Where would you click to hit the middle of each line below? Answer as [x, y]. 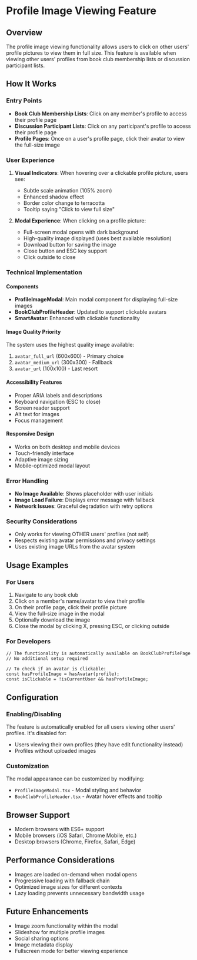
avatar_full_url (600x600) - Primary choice [69, 356]
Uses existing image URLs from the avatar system [75, 547]
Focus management [39, 420]
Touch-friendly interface [44, 453]
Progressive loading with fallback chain [62, 881]
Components [22, 286]
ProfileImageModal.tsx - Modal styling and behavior [78, 790]
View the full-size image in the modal [59, 614]
